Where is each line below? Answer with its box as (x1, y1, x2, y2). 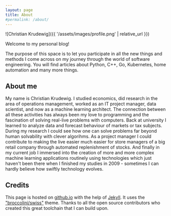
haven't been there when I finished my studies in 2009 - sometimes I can (5, 160, 159, 166)
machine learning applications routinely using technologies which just (5, 155, 152, 161)
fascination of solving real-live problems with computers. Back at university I (5, 117, 166, 123)
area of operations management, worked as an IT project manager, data (5, 101, 157, 107)
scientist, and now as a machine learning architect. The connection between (5, 106, 166, 112)
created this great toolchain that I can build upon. (5, 205, 109, 211)
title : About (5, 12, 33, 17)
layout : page (5, 7, 33, 13)
